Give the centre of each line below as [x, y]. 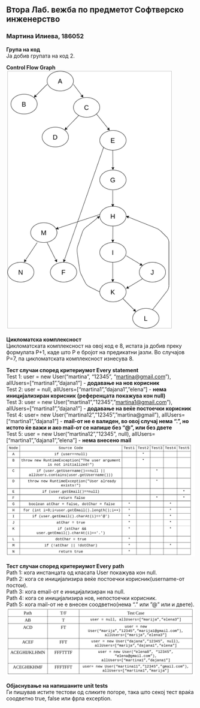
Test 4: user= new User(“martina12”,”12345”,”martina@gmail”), [83, 415]
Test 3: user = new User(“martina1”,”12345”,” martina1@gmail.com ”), [89, 402]
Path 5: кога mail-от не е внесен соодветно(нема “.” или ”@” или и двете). [100, 604]
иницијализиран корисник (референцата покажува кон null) [86, 396]
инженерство [33, 19]
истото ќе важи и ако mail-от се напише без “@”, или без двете [89, 427]
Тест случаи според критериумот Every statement [72, 370]
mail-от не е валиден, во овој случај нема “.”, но [126, 421]
